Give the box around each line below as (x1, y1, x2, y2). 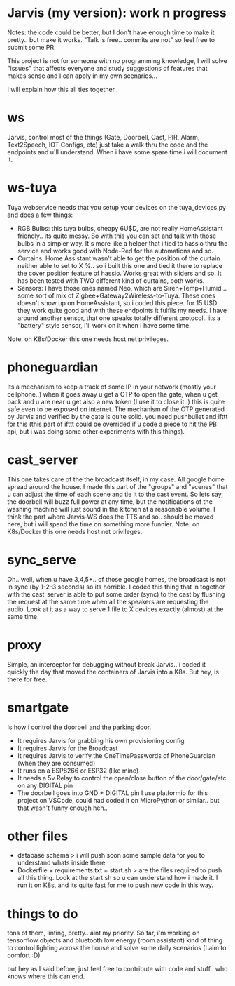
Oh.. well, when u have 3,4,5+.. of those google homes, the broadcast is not (7, 575, 226, 583)
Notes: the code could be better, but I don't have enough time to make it (7, 28, 215, 36)
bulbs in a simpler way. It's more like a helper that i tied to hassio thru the (17, 239, 228, 247)
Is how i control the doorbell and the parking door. (7, 723, 152, 731)
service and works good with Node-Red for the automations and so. (17, 246, 213, 255)
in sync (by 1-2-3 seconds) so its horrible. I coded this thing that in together (7, 582, 225, 591)
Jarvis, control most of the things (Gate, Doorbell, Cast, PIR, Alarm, (7, 133, 200, 141)
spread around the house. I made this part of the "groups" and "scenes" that (7, 482, 228, 491)
